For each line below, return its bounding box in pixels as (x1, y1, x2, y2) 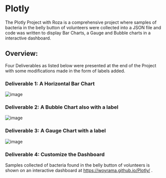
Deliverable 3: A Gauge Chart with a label (5, 127, 106, 134)
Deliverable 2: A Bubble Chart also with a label (5, 103, 119, 110)
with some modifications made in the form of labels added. (5, 68, 125, 74)
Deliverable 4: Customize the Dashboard (5, 151, 105, 158)
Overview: (5, 49, 38, 58)
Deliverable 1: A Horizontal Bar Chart (5, 80, 95, 87)
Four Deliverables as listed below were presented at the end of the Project (5, 62, 157, 68)
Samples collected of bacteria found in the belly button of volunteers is (5, 162, 150, 168)
